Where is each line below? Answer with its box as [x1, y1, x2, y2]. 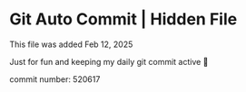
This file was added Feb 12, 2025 [9, 39, 133, 50]
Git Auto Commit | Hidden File [9, 9, 238, 30]
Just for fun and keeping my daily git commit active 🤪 [9, 56, 209, 67]
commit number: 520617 [9, 73, 101, 85]
